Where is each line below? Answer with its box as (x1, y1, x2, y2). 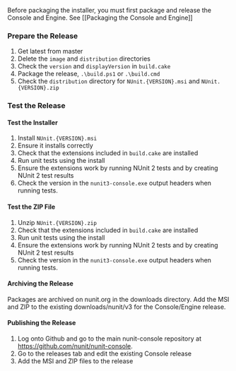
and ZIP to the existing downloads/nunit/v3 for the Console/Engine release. (7, 303, 226, 311)
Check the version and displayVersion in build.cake (17, 62, 171, 71)
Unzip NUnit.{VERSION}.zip (17, 218, 98, 226)
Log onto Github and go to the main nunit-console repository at (17, 334, 201, 343)
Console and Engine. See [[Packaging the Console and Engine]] (7, 13, 193, 22)
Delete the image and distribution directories (17, 54, 151, 63)
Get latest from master (17, 47, 83, 56)
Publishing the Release (7, 319, 76, 327)
